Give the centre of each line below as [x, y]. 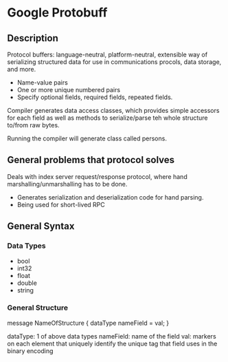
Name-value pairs [43, 83]
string [25, 290]
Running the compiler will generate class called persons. [87, 138]
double [27, 283]
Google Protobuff [57, 13]
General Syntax [41, 226]
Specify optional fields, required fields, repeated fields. [95, 97]
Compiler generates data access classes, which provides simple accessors [113, 110]
